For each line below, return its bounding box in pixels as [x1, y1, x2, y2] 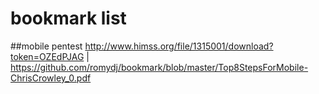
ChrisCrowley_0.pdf [10, 72, 92, 84]
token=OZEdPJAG [10, 50, 85, 62]
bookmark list [10, 7, 127, 30]
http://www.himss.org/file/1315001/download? [84, 40, 274, 52]
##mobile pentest [10, 40, 83, 52]
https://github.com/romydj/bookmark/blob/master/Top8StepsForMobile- [10, 61, 309, 73]
